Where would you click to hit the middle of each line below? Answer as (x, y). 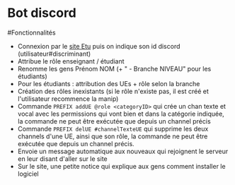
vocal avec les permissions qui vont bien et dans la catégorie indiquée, (121, 114)
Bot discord (42, 13)
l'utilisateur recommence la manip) (68, 99)
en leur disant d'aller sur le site (62, 159)
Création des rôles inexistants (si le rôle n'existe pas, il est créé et (113, 91)
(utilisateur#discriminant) (54, 54)
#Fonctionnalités (31, 32)
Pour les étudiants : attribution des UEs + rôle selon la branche (109, 83)
